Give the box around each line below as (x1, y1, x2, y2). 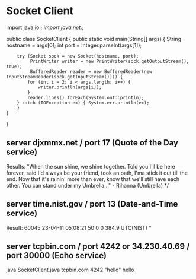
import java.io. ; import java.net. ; (6, 24, 84, 31)
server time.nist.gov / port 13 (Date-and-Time (6, 199, 178, 209)
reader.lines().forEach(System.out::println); (27, 94, 144, 100)
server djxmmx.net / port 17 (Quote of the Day (6, 138, 179, 148)
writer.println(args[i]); (37, 84, 102, 90)
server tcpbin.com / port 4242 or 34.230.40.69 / (6, 241, 190, 251)
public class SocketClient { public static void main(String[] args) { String (6, 35, 182, 42)
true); (6, 64, 23, 69)
